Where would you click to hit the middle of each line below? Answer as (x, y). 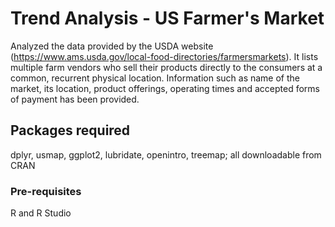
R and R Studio (41, 213)
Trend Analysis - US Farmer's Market (167, 18)
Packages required (70, 130)
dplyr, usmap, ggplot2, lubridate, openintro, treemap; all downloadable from (166, 154)
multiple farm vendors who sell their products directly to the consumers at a (166, 67)
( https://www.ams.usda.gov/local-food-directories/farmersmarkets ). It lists (164, 56)
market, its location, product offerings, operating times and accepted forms (165, 88)
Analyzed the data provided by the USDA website (112, 46)
